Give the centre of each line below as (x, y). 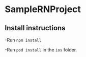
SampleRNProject (43, 9)
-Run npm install (23, 40)
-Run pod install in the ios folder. (41, 50)
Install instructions (35, 28)
